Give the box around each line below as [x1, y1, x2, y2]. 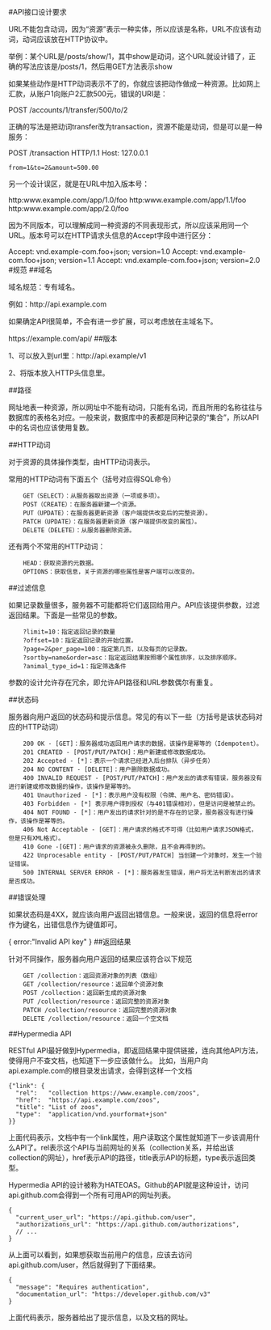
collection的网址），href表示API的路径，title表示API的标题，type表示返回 [8, 1153, 248, 1163]
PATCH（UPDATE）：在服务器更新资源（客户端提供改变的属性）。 [23, 518, 201, 526]
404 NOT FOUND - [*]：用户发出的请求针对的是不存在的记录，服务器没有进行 [23, 808, 248, 816]
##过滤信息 [8, 583, 46, 592]
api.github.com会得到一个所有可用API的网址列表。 [8, 1190, 176, 1200]
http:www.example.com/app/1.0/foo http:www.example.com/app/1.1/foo [8, 195, 247, 205]
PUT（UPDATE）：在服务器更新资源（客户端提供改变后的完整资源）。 [23, 509, 212, 517]
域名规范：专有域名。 [8, 282, 79, 291]
